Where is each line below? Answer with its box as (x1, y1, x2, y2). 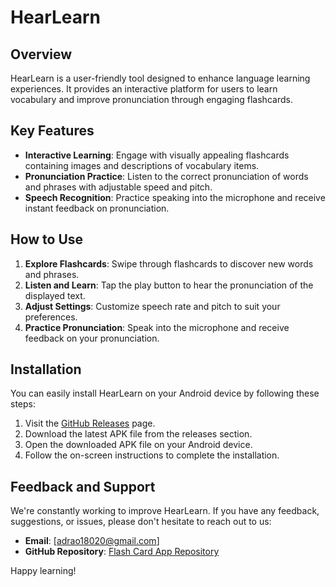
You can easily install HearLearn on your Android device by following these (10, 387, 320, 400)
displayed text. (24, 289, 86, 301)
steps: (10, 398, 36, 410)
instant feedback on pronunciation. (24, 202, 170, 214)
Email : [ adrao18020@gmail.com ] (24, 535, 160, 547)
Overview (10, 46, 73, 63)
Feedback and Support (10, 478, 156, 495)
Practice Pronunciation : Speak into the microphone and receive (24, 321, 290, 333)
